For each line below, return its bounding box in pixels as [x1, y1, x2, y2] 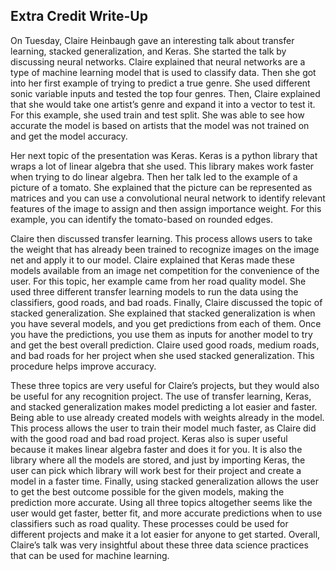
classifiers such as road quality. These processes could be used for [10, 517, 289, 529]
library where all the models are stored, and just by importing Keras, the [10, 454, 306, 466]
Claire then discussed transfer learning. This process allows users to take [10, 232, 313, 244]
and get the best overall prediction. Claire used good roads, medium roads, [10, 339, 320, 351]
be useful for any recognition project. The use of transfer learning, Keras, [10, 390, 312, 402]
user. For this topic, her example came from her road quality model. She [10, 275, 307, 287]
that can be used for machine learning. [10, 549, 170, 561]
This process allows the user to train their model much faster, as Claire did [10, 422, 317, 434]
